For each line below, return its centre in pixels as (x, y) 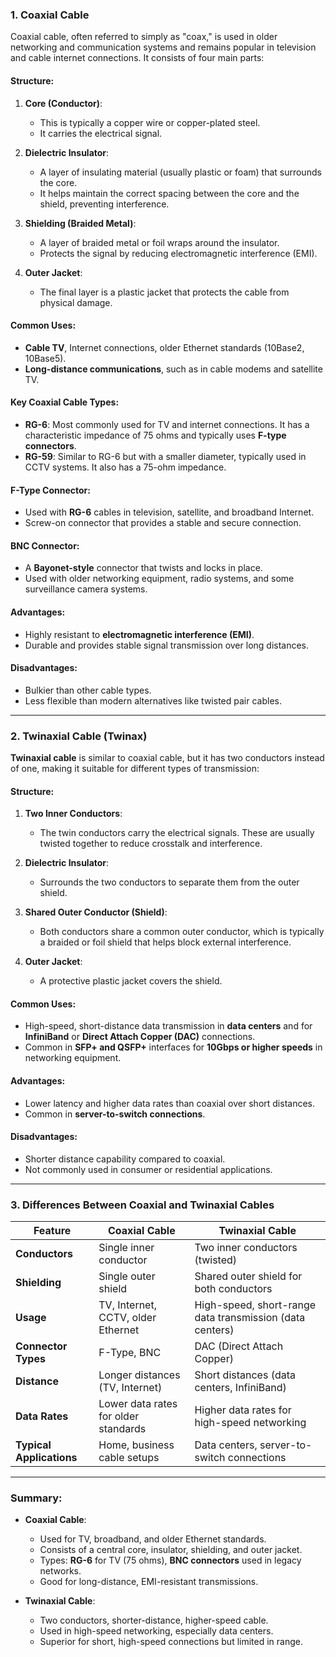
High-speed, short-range (255, 1305)
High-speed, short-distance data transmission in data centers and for (168, 1026)
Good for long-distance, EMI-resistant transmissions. (149, 1582)
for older (119, 1416)
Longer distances (139, 1375)
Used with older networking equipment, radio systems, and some (159, 579)
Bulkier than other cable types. (88, 690)
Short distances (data (245, 1375)
